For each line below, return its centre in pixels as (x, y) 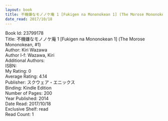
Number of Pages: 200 (29, 93)
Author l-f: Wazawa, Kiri (30, 55)
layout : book (19, 10)
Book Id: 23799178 (24, 33)
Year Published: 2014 (27, 99)
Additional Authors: (25, 61)
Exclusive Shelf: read (27, 109)
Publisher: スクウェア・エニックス (40, 82)
